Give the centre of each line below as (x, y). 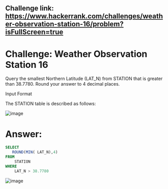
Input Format (19, 94)
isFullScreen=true (34, 32)
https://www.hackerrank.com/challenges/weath (84, 16)
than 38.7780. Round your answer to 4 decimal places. (63, 84)
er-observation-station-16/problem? (64, 24)
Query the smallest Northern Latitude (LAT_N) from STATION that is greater (84, 79)
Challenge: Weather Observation (76, 54)
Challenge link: (30, 8)
